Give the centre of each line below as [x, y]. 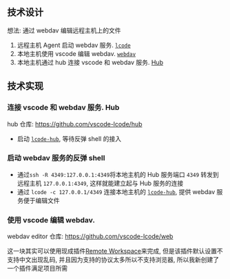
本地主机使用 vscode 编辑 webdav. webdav [76, 53]
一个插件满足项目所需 [37, 269]
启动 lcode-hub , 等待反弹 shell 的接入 [69, 138]
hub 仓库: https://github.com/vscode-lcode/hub [75, 124]
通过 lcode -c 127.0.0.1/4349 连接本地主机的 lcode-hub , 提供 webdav [116, 191]
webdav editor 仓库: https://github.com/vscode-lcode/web [90, 236]
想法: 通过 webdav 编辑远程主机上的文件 [64, 30]
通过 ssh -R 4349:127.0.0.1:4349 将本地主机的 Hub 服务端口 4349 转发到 [118, 174]
